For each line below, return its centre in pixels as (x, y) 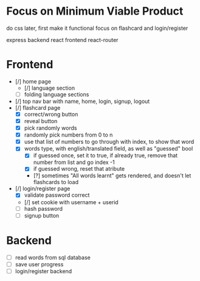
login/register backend (43, 271)
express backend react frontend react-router (62, 40)
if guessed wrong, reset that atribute (79, 169)
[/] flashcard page (38, 107)
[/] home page (33, 81)
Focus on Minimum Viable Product (95, 11)
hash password (43, 208)
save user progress (39, 264)
